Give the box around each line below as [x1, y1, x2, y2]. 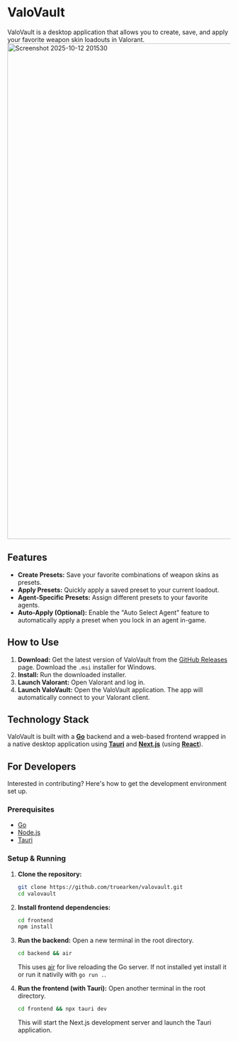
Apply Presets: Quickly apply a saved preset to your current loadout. [17, 586, 220, 594]
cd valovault [17, 890, 57, 897]
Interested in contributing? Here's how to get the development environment [7, 780, 227, 788]
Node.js [17, 829, 41, 837]
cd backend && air [17, 950, 72, 957]
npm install [17, 923, 53, 931]
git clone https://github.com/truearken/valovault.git [17, 883, 183, 890]
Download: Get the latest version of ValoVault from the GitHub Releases [17, 655, 228, 664]
